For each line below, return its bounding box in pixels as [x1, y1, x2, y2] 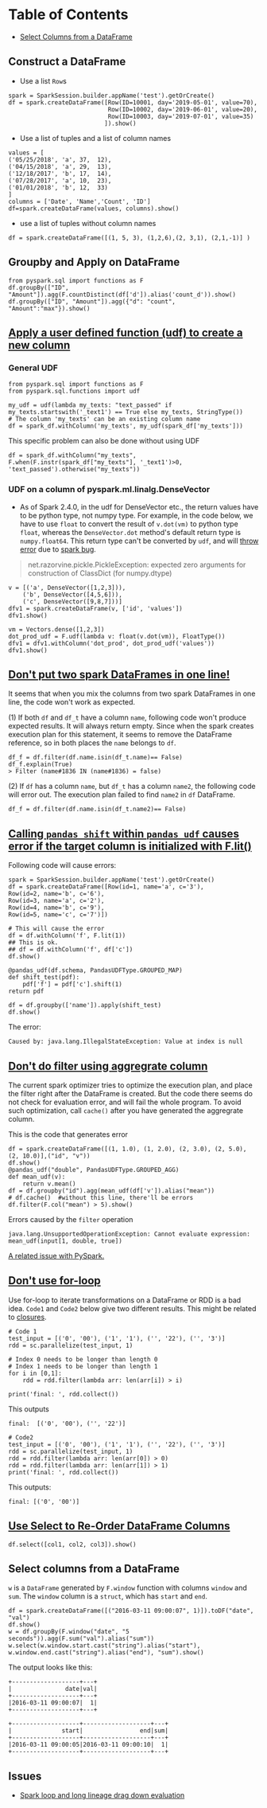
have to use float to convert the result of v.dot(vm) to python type [19, 519, 238, 529]
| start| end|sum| [8, 1727, 169, 1735]
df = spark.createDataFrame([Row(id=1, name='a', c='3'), [8, 883, 204, 891]
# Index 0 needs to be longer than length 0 [8, 1355, 158, 1363]
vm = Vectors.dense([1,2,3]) [8, 625, 105, 634]
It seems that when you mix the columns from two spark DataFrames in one [8, 689, 256, 698]
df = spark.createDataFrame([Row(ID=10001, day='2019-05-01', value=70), [8, 98, 258, 107]
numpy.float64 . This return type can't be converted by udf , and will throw [19, 536, 259, 545]
